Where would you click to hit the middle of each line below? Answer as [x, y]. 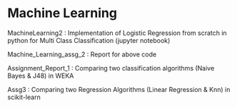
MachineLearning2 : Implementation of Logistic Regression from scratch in [117, 33]
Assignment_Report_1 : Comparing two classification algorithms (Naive [111, 68]
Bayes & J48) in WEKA [41, 76]
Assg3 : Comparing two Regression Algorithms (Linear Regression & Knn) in [119, 89]
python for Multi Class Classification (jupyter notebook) [89, 40]
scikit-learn [24, 97]
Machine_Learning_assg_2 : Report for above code [82, 54]
